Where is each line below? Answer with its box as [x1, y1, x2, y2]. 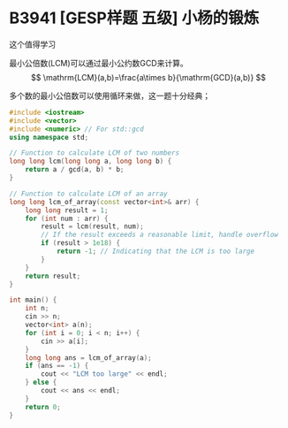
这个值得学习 [9, 39, 56, 50]
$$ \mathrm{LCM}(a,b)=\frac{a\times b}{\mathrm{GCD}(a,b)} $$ [30, 72, 267, 82]
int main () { [9, 295, 57, 305]
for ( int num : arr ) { [25, 214, 109, 223]
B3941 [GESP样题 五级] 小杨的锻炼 [9, 8, 260, 28]
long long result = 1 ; [25, 205, 109, 215]
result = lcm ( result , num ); [41, 222, 144, 231]
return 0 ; [25, 402, 62, 411]
